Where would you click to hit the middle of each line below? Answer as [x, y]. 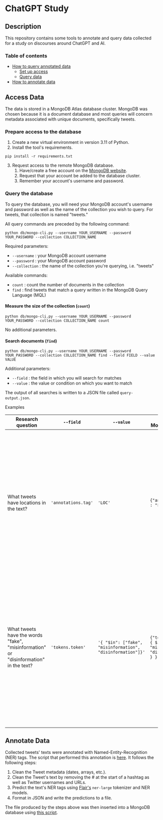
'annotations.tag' [72, 503]
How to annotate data [34, 82]
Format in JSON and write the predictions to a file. [62, 798]
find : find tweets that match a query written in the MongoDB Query [80, 290]
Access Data [25, 97]
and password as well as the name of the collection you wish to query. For [79, 209]
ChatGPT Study [37, 9]
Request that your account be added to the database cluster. [80, 176]
